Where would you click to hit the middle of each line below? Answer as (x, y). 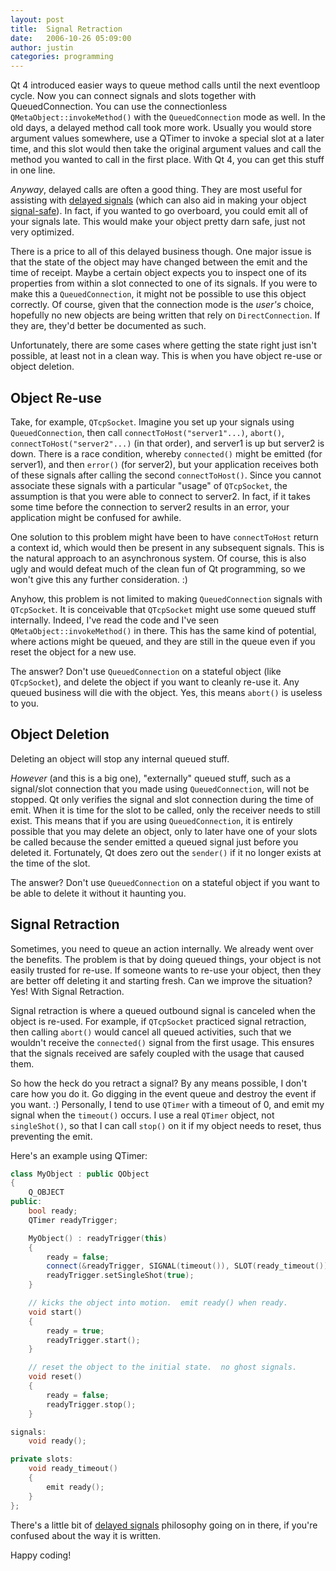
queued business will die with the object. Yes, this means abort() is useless (166, 692)
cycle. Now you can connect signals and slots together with (133, 96)
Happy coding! (41, 1555)
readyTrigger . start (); (93, 1340)
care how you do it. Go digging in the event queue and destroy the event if (163, 1093)
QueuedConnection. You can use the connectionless (119, 107)
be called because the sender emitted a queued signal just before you (154, 842)
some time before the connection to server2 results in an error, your (150, 507)
